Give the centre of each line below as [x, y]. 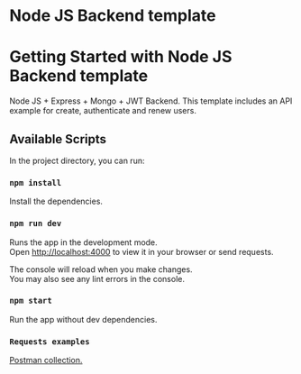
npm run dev [36, 223]
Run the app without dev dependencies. [83, 319]
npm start [31, 301]
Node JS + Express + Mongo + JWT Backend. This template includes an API [151, 101]
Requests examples [50, 342]
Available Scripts [58, 139]
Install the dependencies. [56, 201]
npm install [36, 182]
